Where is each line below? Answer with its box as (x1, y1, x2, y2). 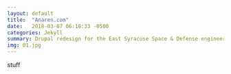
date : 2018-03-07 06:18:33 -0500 (7, 23, 109, 29)
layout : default (7, 10, 54, 17)
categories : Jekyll (7, 29, 63, 36)
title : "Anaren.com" (7, 16, 69, 23)
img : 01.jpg (7, 42, 41, 49)
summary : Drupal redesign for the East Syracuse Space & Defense (7, 36, 198, 42)
